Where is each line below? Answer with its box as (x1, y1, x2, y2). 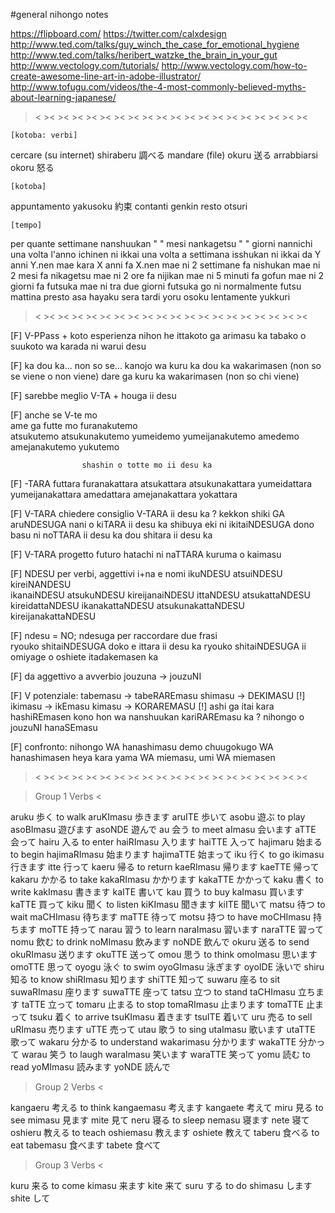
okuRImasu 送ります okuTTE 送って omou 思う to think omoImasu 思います (10, 949, 318, 960)
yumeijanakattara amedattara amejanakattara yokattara (10, 489, 238, 500)
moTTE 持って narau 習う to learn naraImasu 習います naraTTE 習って (38, 924, 325, 935)
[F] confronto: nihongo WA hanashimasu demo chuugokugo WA (10, 741, 274, 753)
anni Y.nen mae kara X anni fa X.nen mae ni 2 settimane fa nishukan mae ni (10, 259, 321, 271)
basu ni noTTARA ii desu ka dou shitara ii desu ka (10, 529, 213, 541)
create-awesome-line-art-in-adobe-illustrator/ (10, 70, 202, 82)
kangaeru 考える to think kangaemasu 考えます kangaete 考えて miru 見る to (10, 1102, 324, 1113)
